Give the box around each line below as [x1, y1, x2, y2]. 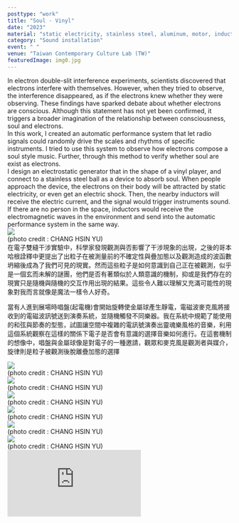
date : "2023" [7, 23, 46, 31]
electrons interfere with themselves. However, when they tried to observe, [7, 83, 225, 93]
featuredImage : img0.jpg [7, 57, 81, 64]
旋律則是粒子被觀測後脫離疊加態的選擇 [7, 347, 119, 356]
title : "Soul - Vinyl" [7, 17, 75, 24]
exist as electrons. [7, 159, 61, 168]
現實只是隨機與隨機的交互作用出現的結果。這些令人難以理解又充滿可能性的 [7, 278, 225, 287]
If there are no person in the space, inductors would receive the [7, 204, 194, 213]
